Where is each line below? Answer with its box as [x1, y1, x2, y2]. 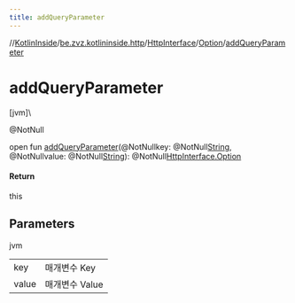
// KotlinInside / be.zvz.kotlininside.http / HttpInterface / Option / [9, 37, 226, 48]
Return [9, 171, 35, 182]
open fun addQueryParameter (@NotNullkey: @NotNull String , [9, 141, 232, 151]
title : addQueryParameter [9, 12, 105, 22]
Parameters [9, 216, 75, 231]
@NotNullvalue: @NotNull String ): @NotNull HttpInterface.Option [9, 151, 242, 161]
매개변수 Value [44, 278, 104, 291]
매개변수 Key [44, 261, 96, 274]
